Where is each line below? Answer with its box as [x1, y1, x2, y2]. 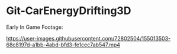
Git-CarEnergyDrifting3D [6, 4, 131, 18]
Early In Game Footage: [6, 23, 63, 31]
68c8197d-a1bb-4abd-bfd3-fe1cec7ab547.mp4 [6, 41, 120, 48]
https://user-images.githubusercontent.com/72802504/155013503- [6, 35, 171, 42]
